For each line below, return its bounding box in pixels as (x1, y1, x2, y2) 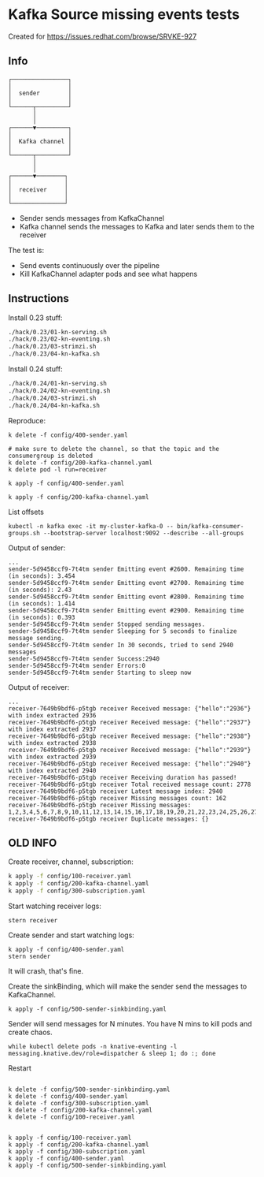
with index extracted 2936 (8, 711, 97, 719)
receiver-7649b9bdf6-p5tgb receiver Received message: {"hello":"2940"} (8, 759, 251, 768)
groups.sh (8, 529, 41, 537)
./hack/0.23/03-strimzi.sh (8, 343, 97, 351)
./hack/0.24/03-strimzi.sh (8, 394, 97, 402)
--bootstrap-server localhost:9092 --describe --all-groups (42, 529, 244, 537)
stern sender (8, 952, 51, 960)
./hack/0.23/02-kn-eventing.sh (8, 335, 111, 344)
